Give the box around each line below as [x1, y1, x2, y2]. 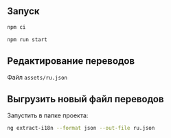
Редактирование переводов [7, 55, 135, 67]
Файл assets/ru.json [7, 73, 67, 82]
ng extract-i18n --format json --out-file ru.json [7, 125, 155, 132]
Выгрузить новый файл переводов [7, 93, 164, 105]
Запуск [7, 5, 40, 17]
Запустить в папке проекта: [7, 111, 89, 119]
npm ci [7, 23, 26, 30]
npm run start [7, 36, 48, 43]
